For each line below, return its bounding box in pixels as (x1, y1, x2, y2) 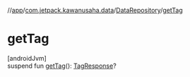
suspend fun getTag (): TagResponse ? (7, 61, 117, 70)
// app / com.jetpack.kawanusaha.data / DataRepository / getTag (7, 6, 184, 14)
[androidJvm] (7, 54, 47, 62)
